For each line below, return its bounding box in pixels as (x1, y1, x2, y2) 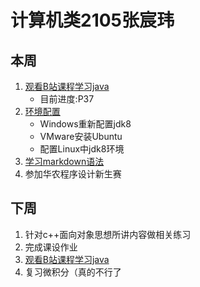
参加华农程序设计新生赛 (24, 168, 122, 180)
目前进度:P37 (39, 93, 95, 105)
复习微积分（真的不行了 (24, 266, 122, 278)
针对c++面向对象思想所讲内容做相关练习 (24, 228, 192, 240)
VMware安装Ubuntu (39, 131, 123, 142)
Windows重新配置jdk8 (39, 118, 132, 130)
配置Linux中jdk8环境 (39, 143, 125, 155)
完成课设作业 (24, 241, 78, 253)
